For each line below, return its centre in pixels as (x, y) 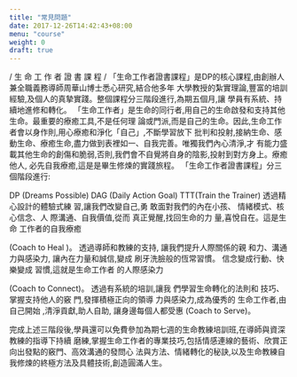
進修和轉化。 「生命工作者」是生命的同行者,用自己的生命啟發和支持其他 (155, 110)
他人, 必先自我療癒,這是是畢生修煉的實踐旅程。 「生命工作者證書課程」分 (142, 166)
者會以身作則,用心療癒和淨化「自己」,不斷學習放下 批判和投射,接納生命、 (142, 132)
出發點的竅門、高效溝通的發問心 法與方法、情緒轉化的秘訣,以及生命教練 (147, 352)
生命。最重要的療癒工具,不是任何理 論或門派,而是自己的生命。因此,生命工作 (146, 122)
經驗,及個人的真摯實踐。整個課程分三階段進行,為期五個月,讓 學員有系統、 (142, 99)
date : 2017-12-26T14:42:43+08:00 (71, 26)
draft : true (31, 51)
